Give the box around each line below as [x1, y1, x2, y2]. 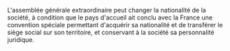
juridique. [7, 36, 35, 44]
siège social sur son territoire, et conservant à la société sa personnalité [7, 28, 215, 36]
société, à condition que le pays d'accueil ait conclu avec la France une [7, 13, 213, 22]
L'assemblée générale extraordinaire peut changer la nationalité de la [7, 6, 206, 14]
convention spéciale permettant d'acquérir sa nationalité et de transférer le [7, 21, 223, 29]
